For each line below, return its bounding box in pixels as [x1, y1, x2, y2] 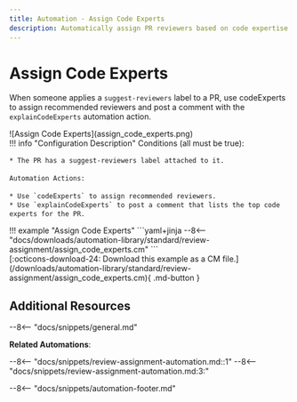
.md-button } [152, 272, 200, 284]
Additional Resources [9, 298, 131, 313]
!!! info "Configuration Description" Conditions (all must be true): [9, 138, 245, 149]
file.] [221, 253, 239, 264]
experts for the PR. [9, 210, 86, 219]
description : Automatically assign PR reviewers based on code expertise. [9, 23, 293, 33]
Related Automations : [9, 339, 92, 350]
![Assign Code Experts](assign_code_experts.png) [9, 129, 194, 140]
